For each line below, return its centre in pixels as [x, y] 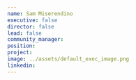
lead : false [24, 33]
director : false [31, 26]
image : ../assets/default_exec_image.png [68, 59]
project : [20, 53]
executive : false [32, 20]
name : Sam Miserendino [40, 14]
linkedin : [22, 65]
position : [22, 46]
